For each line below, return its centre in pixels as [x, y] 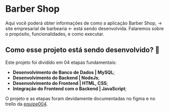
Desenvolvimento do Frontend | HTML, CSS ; [60, 83]
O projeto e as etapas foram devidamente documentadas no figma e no [80, 98]
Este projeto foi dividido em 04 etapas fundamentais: [61, 62]
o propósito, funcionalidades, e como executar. [55, 34]
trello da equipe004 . [27, 104]
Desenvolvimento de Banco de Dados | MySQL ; [64, 72]
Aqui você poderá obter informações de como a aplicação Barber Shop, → [84, 23]
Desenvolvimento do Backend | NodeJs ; [56, 78]
